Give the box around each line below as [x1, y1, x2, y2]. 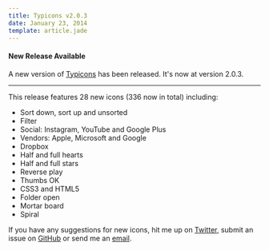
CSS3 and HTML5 [19, 184, 80, 193]
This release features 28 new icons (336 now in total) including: [8, 92, 219, 101]
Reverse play [19, 167, 63, 177]
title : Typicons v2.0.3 [8, 11, 88, 20]
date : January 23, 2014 [8, 19, 88, 27]
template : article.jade [8, 26, 88, 34]
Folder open [19, 192, 60, 202]
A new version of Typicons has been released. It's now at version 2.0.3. [8, 69, 244, 78]
